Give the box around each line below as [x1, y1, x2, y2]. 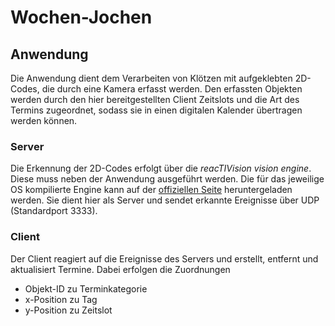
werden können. [10, 115, 78, 126]
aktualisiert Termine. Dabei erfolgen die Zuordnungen [10, 263, 231, 275]
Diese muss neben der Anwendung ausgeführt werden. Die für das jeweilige [10, 173, 325, 185]
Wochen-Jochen [10, 6, 153, 29]
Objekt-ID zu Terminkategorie [24, 282, 148, 295]
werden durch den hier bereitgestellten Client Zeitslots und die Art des [10, 94, 300, 105]
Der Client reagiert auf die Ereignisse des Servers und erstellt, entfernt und [10, 252, 319, 265]
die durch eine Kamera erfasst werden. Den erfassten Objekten [41, 83, 303, 95]
